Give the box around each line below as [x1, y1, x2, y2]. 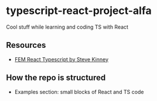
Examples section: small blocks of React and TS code [14, 88, 144, 95]
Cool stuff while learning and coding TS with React [6, 23, 129, 30]
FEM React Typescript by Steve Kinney [14, 55, 109, 62]
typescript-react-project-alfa [6, 4, 152, 18]
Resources [6, 40, 46, 50]
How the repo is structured [6, 73, 106, 83]
